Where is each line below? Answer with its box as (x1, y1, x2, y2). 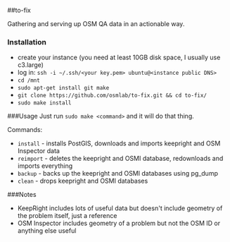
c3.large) (17, 61, 44, 69)
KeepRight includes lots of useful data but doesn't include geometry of (17, 204, 223, 212)
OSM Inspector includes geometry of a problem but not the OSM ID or (17, 219, 220, 228)
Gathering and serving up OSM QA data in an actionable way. (7, 20, 185, 28)
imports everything (17, 162, 72, 170)
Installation (7, 37, 47, 47)
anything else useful (17, 226, 77, 235)
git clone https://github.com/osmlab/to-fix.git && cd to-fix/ (17, 92, 207, 99)
